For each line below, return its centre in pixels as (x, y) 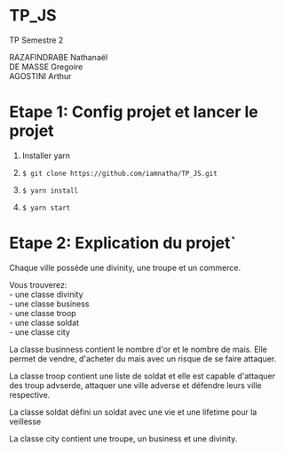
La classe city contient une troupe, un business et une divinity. (123, 438)
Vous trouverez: (38, 284)
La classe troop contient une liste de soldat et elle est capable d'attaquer (142, 376)
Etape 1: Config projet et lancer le (134, 112)
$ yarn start (46, 208)
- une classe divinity (46, 294)
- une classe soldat (44, 322)
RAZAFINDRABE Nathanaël (59, 57)
